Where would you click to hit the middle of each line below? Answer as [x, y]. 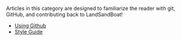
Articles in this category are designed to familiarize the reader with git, [90, 8]
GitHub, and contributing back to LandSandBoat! [65, 14]
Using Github [30, 26]
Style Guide [28, 32]
